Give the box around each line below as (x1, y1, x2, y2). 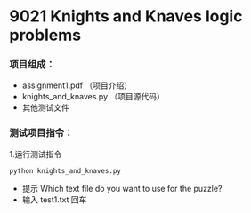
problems (9, 25, 82, 45)
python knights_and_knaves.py (9, 166, 122, 175)
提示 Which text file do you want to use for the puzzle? (21, 183, 223, 193)
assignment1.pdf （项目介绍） (21, 80, 132, 91)
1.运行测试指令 (9, 148, 62, 159)
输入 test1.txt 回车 (21, 193, 87, 205)
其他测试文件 (21, 102, 69, 113)
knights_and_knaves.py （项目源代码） (21, 91, 165, 102)
